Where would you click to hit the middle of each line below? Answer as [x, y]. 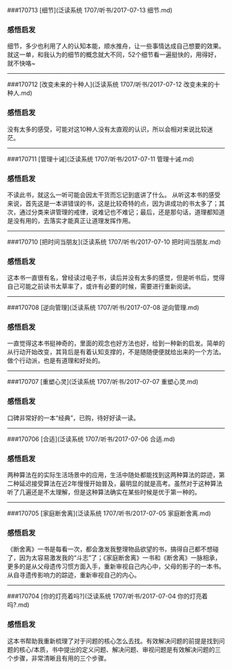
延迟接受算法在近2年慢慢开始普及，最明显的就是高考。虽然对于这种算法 [121, 484]
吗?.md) [18, 605]
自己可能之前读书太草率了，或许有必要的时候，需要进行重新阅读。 [101, 287]
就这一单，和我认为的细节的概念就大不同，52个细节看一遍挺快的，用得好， [114, 55]
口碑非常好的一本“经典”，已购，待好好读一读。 [74, 418]
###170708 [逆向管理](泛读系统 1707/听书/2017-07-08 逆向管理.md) [103, 308]
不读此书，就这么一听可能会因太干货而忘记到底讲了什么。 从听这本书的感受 [114, 195]
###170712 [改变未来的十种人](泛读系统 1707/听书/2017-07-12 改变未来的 [110, 84]
